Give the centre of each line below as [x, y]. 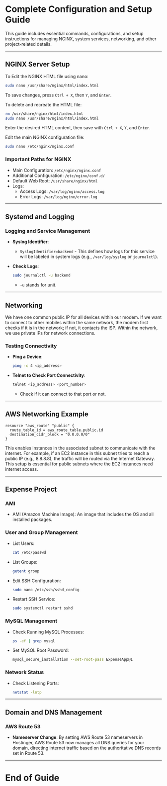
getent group [26, 571]
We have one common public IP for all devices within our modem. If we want [83, 317]
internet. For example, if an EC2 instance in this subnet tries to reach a [77, 453]
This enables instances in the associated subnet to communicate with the [80, 448]
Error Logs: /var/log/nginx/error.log [59, 196]
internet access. [22, 469]
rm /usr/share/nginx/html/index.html [44, 114]
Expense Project [31, 489]
